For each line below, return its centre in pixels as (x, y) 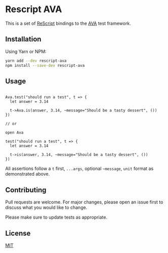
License (18, 233)
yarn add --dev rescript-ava (36, 61)
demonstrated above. (28, 174)
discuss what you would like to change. (46, 207)
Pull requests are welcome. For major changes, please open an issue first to (84, 202)
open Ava (14, 133)
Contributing (26, 190)
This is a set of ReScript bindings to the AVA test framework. (68, 23)
